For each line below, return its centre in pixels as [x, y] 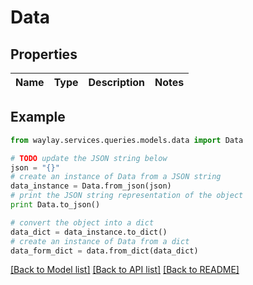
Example [38, 117]
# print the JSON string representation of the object [127, 196]
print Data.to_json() [55, 205]
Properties [44, 54]
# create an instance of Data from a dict [100, 241]
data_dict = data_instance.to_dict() [89, 232]
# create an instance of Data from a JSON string [116, 177]
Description [116, 82]
